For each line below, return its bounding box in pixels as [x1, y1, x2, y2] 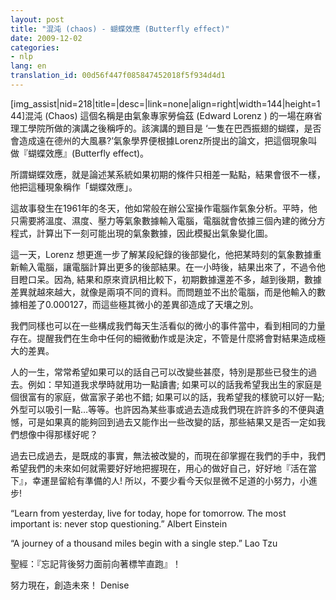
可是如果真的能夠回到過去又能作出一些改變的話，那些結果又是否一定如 [27, 416, 317, 428]
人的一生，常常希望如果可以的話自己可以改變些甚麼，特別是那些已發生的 [10, 366, 308, 378]
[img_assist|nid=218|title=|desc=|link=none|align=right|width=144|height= [10, 97, 317, 110]
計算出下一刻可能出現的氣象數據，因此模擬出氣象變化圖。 [36, 227, 273, 239]
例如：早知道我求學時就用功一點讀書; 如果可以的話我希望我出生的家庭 [27, 378, 314, 390]
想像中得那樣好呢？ [18, 428, 98, 440]
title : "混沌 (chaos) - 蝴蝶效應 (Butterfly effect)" [10, 24, 230, 34]
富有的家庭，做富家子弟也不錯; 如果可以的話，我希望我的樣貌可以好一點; [27, 391, 325, 403]
